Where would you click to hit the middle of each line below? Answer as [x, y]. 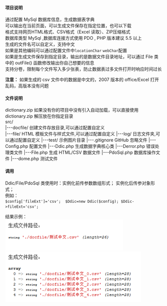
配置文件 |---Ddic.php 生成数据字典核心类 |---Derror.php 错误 [92, 146]
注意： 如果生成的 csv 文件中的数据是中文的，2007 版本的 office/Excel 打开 [82, 80]
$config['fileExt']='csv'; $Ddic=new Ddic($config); [62, 201]
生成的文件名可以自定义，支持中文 [40, 44]
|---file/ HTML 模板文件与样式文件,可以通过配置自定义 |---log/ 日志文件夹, [81, 134]
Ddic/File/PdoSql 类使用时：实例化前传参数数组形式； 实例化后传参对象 [78, 183]
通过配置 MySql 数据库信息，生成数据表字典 [50, 19]
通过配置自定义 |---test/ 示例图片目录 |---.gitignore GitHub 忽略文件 [78, 140]
